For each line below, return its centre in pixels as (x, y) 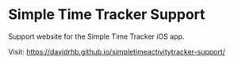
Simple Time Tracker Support (107, 15)
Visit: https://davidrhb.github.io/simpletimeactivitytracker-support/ (117, 51)
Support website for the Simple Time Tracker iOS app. (96, 36)
